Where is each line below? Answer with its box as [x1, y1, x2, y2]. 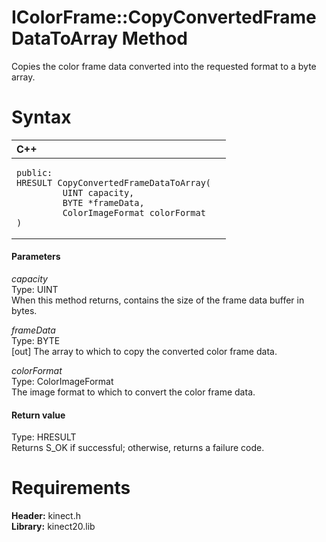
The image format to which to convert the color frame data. [11, 386, 256, 398]
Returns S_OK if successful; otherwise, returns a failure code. [11, 442, 265, 454]
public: [16, 167, 53, 178]
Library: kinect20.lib [11, 521, 96, 533]
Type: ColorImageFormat [11, 376, 114, 388]
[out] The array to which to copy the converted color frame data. [11, 346, 278, 358]
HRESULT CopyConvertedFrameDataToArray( [16, 177, 211, 188]
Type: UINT [11, 284, 59, 296]
